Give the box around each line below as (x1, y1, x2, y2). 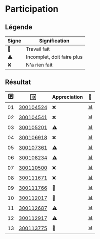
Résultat (5, 78, 31, 87)
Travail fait (26, 45, 50, 52)
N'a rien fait (26, 62, 53, 68)
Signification (39, 38, 70, 44)
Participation (5, 3, 59, 15)
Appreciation (52, 94, 83, 101)
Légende (5, 23, 33, 31)
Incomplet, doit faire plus (26, 54, 83, 60)
